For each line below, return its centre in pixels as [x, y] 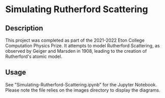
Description [24, 28]
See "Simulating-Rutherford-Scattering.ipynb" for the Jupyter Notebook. [81, 84]
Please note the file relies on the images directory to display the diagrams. [83, 90]
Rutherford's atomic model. [34, 56]
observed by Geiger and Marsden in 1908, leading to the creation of [76, 51]
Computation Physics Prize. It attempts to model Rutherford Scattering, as [82, 46]
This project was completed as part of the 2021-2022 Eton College [75, 40]
